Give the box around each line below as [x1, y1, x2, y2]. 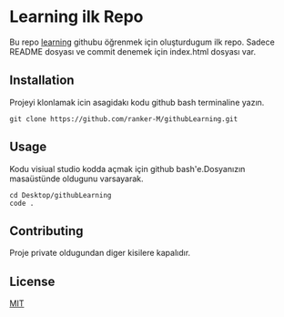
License [9, 273, 56, 289]
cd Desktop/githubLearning [9, 190, 112, 199]
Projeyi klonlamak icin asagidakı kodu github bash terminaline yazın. [9, 97, 265, 107]
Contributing [9, 223, 84, 239]
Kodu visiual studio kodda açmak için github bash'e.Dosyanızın [9, 163, 246, 174]
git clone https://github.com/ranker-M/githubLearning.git [9, 114, 238, 124]
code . [9, 199, 35, 208]
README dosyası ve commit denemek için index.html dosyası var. [9, 46, 257, 56]
